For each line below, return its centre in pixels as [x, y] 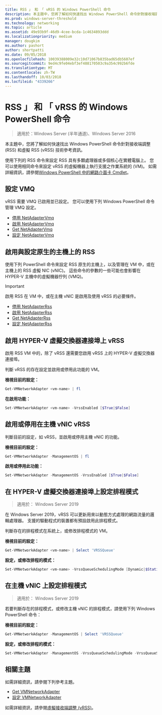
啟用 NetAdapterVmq [33, 224]
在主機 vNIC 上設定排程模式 [46, 586]
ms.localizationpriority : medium [39, 37]
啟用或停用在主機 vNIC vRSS [47, 424]
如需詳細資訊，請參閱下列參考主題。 [41, 682]
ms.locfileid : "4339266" [30, 81]
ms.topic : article [23, 28]
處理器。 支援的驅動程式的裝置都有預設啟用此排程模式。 [65, 521]
